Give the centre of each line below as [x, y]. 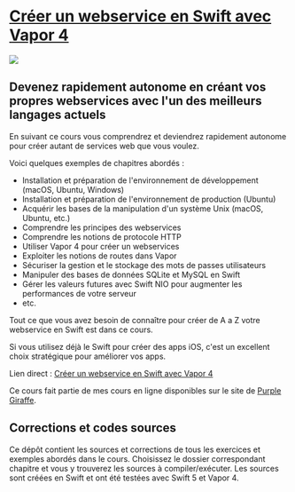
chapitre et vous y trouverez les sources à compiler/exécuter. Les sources [144, 468]
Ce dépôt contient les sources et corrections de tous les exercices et [135, 449]
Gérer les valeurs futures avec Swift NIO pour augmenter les [132, 284]
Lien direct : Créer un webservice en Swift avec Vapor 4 [111, 373]
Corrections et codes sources [93, 428]
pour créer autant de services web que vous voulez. [104, 146]
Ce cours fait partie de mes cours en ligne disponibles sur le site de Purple [145, 390]
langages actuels [58, 115]
